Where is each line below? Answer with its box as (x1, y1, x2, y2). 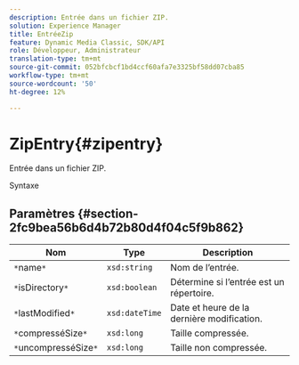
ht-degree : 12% (9, 87, 66, 96)
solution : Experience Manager (9, 21, 122, 30)
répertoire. (170, 287, 214, 299)
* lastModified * (13, 307, 76, 320)
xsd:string (106, 263, 153, 272)
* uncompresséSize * (13, 342, 99, 354)
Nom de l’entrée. (170, 262, 239, 274)
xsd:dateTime (106, 308, 162, 319)
